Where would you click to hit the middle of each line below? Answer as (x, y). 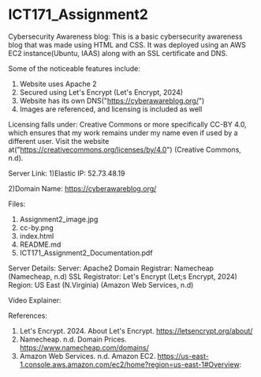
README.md (40, 244)
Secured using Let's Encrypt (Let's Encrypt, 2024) (101, 92)
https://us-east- (183, 356)
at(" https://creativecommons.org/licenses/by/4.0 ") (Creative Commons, (125, 149)
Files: (17, 204)
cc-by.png (36, 228)
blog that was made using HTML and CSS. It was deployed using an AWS (127, 44)
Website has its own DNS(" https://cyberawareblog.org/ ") (112, 100)
